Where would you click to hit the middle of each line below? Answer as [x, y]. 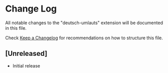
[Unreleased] [26, 54]
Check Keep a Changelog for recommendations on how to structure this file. [84, 38]
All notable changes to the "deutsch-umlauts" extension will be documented [84, 23]
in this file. [16, 28]
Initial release [26, 65]
